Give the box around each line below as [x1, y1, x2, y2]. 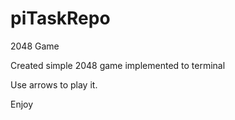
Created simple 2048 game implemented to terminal [10, 59, 226, 71]
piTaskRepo [10, 7, 111, 30]
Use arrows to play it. [10, 78, 98, 91]
